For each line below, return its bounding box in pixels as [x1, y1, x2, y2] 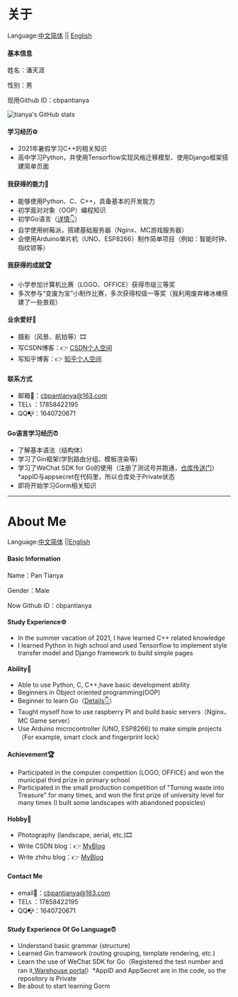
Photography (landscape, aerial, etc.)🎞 [17, 830, 132, 840]
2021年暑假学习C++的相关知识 [17, 145, 108, 153]
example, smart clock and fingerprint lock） [35, 733, 164, 741]
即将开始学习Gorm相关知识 [17, 481, 97, 490]
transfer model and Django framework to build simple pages [17, 648, 193, 657]
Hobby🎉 [7, 814, 32, 823]
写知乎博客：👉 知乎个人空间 [17, 354, 102, 363]
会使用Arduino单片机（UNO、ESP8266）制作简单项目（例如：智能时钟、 [17, 235, 231, 243]
